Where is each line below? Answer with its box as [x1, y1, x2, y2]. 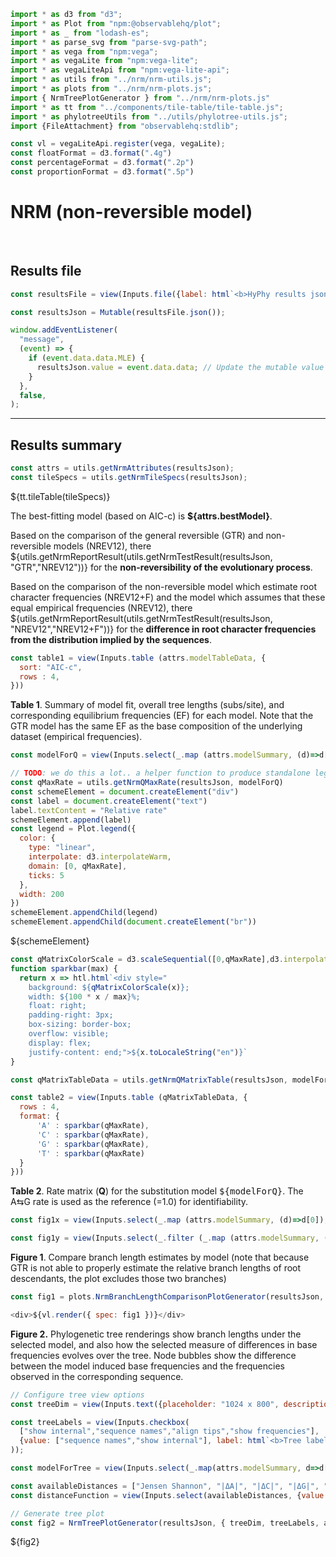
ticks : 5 [28, 870, 65, 880]
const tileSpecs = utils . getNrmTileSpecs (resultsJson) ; [10, 472, 248, 482]
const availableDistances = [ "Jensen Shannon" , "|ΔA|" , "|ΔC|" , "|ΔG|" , [10, 1481, 320, 1491]
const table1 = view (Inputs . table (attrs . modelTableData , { [10, 653, 267, 663]
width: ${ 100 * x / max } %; [28, 991, 141, 1002]
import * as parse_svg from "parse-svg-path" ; [10, 37, 208, 47]
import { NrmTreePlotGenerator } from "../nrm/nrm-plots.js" [10, 93, 271, 103]
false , [19, 390, 47, 400]
